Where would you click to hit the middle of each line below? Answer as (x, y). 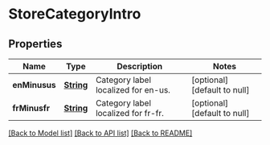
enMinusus (34, 85)
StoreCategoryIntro (75, 14)
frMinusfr (31, 108)
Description (140, 66)
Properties (35, 44)
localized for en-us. (133, 90)
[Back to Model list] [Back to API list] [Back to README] (100, 133)
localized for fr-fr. (130, 113)
